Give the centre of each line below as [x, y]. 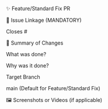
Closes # [17, 31]
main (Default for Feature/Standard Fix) [53, 88]
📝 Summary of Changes [35, 43]
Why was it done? [27, 66]
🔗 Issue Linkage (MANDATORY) [44, 20]
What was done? [26, 54]
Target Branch [23, 77]
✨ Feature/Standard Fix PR [38, 8]
